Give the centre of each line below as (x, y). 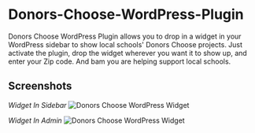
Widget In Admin (35, 120)
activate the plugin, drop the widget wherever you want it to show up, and (128, 53)
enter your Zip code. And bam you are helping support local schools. (120, 61)
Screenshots (40, 86)
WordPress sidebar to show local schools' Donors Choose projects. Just (125, 44)
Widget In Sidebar (37, 105)
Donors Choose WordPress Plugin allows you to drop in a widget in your (125, 36)
